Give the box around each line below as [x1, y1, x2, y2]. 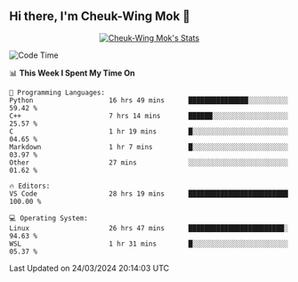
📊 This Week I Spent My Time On [9, 68, 135, 78]
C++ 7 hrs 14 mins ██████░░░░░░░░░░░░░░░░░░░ [9, 111, 289, 120]
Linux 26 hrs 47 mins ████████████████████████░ [9, 223, 289, 232]
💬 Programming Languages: [9, 88, 105, 97]
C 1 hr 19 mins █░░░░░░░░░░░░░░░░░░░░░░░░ [9, 126, 289, 136]
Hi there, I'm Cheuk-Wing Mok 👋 [9, 9, 191, 24]
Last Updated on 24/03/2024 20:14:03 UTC [9, 262, 170, 273]
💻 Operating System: [9, 214, 89, 222]
